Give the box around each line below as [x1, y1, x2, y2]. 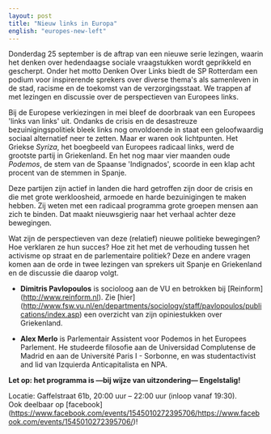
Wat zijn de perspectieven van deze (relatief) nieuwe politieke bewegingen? [8, 234, 260, 244]
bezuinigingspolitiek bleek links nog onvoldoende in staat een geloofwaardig [8, 125, 264, 134]
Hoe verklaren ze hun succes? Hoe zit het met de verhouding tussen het [8, 242, 250, 252]
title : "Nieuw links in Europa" [8, 19, 117, 28]
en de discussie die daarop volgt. [8, 268, 119, 278]
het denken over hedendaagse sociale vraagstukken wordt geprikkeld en [8, 57, 252, 67]
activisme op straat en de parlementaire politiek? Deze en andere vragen [8, 251, 251, 261]
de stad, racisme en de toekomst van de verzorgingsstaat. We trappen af [8, 83, 252, 93]
